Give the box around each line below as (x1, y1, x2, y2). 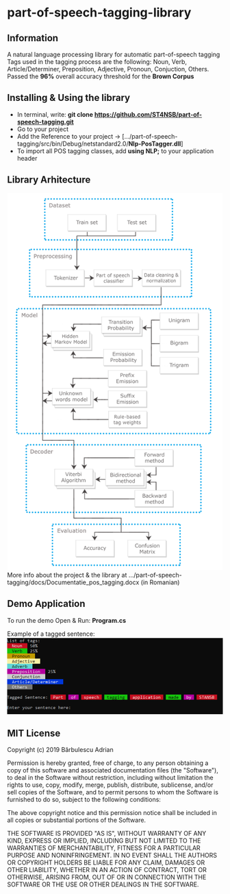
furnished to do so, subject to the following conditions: (7, 795, 161, 804)
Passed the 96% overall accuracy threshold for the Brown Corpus (7, 72, 194, 80)
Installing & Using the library (7, 92, 131, 104)
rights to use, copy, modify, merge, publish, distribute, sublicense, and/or (7, 781, 214, 789)
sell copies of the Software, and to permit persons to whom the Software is (7, 788, 219, 796)
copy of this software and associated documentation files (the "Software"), (7, 766, 219, 775)
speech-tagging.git (16, 117, 74, 126)
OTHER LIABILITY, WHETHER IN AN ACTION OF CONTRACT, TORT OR (7, 866, 207, 874)
